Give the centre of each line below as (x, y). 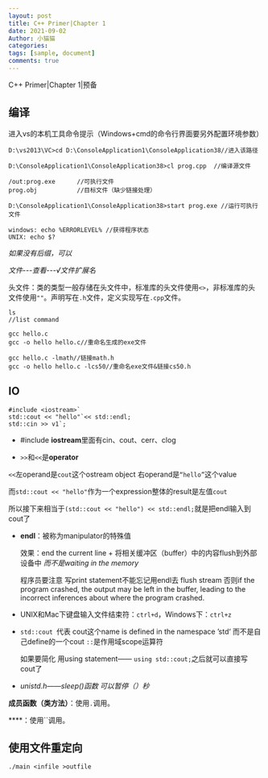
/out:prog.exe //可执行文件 (61, 181)
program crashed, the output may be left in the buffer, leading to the (133, 589)
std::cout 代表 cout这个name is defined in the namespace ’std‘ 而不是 (137, 631)
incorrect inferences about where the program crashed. (112, 597)
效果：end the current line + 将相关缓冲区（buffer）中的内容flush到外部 (138, 552)
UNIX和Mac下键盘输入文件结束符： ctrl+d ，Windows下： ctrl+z (126, 614)
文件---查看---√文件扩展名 (52, 270)
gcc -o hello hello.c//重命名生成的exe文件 (78, 342)
